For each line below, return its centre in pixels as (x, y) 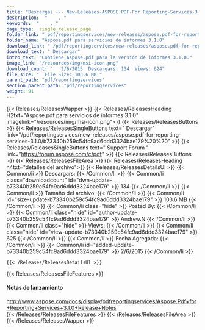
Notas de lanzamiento (35, 288)
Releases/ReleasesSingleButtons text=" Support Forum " (77, 148)
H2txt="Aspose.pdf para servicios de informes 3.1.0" (73, 115)
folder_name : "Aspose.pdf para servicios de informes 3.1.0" (86, 40)
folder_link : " (26, 35)
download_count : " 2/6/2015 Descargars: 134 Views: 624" (86, 69)
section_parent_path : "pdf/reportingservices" (67, 86)
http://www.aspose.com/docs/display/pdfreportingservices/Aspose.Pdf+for (102, 301)
